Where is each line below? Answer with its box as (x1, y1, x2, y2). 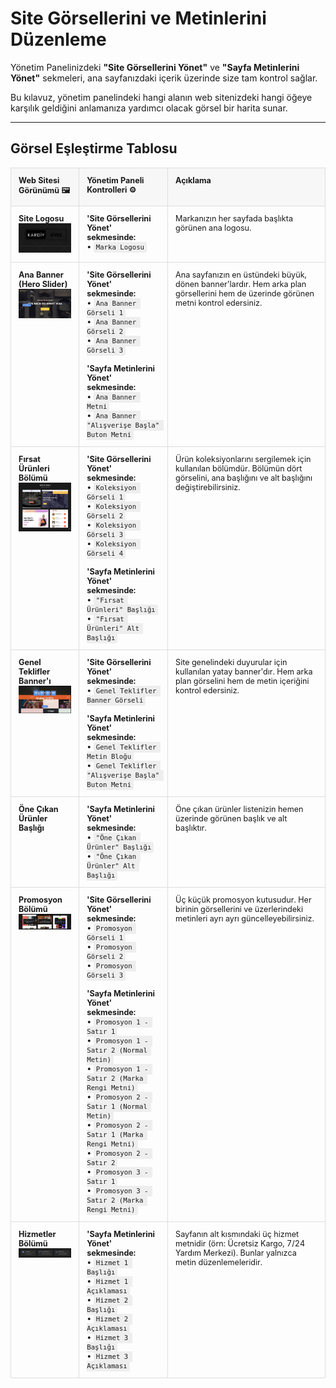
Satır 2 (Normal (86, 1046, 148, 1056)
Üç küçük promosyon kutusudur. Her (175, 895, 312, 906)
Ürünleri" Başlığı (86, 605, 156, 615)
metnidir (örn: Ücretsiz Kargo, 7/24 (175, 1238, 306, 1249)
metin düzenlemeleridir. (175, 1257, 263, 1268)
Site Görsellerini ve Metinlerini (10, 7, 267, 30)
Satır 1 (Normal (86, 1102, 148, 1112)
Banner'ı (18, 676, 52, 687)
